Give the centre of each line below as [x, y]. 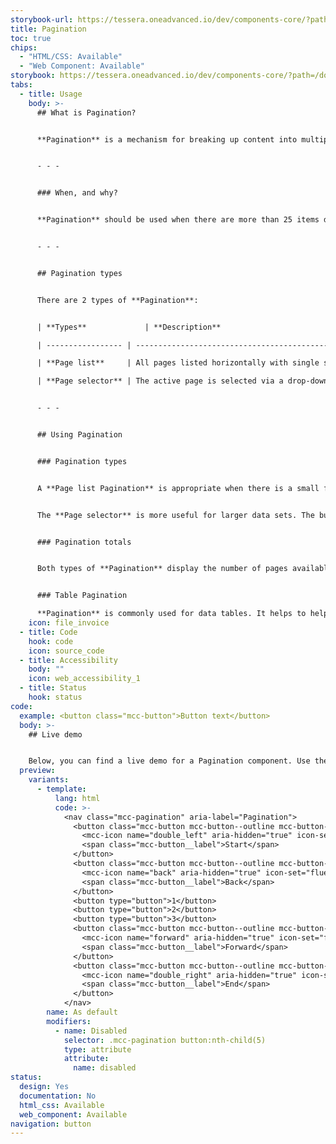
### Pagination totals [84, 542]
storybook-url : [42, 19]
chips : [24, 47]
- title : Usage [51, 94]
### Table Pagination [82, 596]
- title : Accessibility [68, 660]
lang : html [77, 798]
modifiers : [69, 1021]
